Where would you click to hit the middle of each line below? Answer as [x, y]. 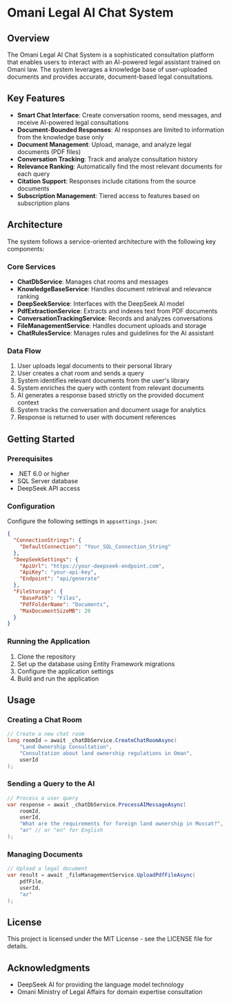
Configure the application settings [65, 671]
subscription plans [43, 203]
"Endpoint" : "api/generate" [60, 579]
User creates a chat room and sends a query [81, 373]
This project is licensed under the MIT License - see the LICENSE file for [110, 939]
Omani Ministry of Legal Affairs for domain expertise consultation [110, 992]
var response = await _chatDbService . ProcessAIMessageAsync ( [97, 805]
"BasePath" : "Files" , [50, 598]
